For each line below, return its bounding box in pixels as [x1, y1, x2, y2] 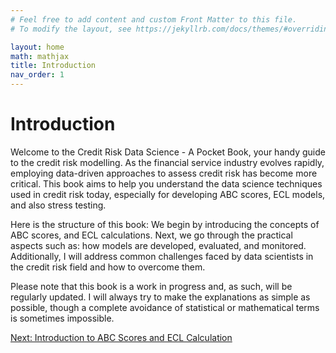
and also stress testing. [10, 199, 107, 211]
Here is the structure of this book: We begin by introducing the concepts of [10, 218, 320, 230]
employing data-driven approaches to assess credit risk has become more [10, 167, 318, 179]
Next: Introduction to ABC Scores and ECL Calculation [10, 331, 233, 343]
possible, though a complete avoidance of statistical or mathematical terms [10, 301, 320, 313]
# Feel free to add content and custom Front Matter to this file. [10, 14, 298, 25]
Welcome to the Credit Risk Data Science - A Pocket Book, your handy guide [10, 146, 326, 158]
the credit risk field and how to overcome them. [10, 261, 206, 273]
